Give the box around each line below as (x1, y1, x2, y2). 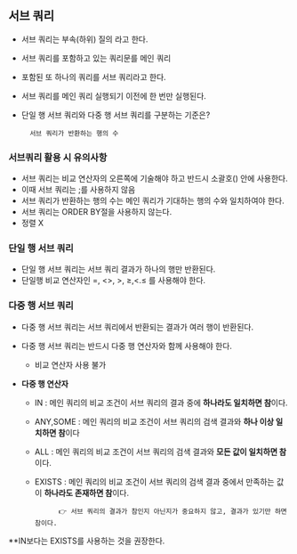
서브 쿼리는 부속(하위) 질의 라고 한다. (20, 34, 148, 45)
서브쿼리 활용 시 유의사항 (8, 151, 108, 163)
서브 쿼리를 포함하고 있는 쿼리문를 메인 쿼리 (20, 53, 172, 63)
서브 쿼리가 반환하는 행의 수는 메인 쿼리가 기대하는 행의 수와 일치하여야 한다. (20, 195, 285, 207)
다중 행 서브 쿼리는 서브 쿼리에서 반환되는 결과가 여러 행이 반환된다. (20, 322, 254, 332)
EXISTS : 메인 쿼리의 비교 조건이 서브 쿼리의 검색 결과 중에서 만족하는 (34, 476, 275, 487)
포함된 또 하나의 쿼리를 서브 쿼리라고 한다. (20, 71, 166, 82)
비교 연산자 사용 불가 (34, 359, 107, 370)
